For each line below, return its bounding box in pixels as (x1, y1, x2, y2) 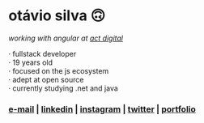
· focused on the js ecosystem (8, 66, 109, 75)
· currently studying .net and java (8, 83, 119, 93)
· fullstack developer (8, 49, 77, 58)
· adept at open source (8, 74, 84, 84)
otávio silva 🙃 (8, 6, 106, 25)
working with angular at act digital (8, 33, 124, 43)
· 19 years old (8, 57, 53, 67)
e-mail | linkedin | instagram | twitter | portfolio (8, 104, 197, 115)
